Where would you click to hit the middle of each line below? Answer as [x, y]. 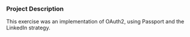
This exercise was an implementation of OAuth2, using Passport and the [95, 22]
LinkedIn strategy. [28, 28]
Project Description [35, 9]
